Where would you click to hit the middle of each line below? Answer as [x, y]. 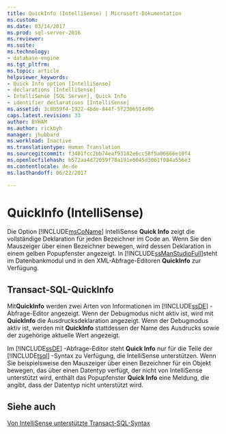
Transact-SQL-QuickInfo [60, 290]
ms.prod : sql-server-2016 [44, 33]
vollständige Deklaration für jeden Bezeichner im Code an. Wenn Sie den [109, 239]
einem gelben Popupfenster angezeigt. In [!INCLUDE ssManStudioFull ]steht [112, 254]
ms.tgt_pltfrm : [29, 64]
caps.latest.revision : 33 [44, 115]
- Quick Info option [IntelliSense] [59, 84]
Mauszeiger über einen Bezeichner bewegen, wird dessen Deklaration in [109, 246]
